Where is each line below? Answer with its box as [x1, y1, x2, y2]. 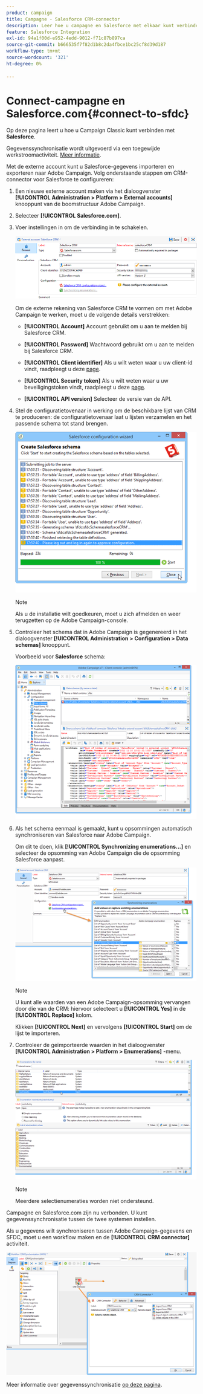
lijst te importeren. [14, 1029, 60, 1037]
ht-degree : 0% [6, 60, 42, 66]
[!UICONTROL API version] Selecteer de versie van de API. [24, 395, 172, 402]
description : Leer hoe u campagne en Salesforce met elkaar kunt [6, 22, 174, 28]
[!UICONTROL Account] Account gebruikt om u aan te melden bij [24, 322, 187, 329]
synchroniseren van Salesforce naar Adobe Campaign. [14, 831, 152, 838]
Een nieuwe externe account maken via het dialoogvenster [14, 187, 161, 195]
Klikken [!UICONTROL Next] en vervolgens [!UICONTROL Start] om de [14, 1023, 192, 1030]
